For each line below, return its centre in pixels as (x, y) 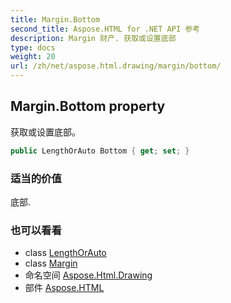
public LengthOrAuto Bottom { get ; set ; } (100, 151)
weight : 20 (33, 57)
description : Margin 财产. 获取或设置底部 (93, 38)
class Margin (51, 263)
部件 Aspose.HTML (64, 288)
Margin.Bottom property (88, 106)
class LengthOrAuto (65, 253)
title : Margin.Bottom (55, 19)
